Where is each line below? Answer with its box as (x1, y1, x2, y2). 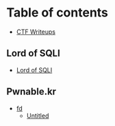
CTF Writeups (16, 28, 56, 36)
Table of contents (6, 5, 109, 21)
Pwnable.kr (6, 86, 56, 98)
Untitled (26, 112, 49, 120)
